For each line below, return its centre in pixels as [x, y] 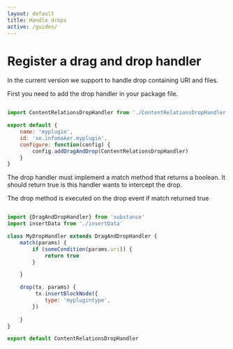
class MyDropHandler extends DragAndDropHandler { [82, 236]
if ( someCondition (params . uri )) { [82, 249]
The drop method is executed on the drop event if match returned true [108, 199]
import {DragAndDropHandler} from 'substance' [76, 217]
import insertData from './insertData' [65, 224]
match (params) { [44, 242]
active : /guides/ [32, 26]
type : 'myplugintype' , [77, 300]
